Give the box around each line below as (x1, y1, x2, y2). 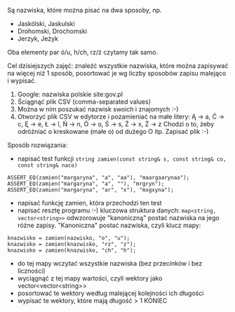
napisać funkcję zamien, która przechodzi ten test (17, 199, 163, 207)
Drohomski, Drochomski (17, 27, 88, 35)
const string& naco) (17, 162, 78, 169)
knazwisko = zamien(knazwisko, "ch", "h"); (7, 247, 137, 254)
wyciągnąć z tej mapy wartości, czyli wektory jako (17, 274, 163, 283)
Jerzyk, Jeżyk (17, 34, 58, 43)
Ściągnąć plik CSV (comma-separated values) (17, 97, 151, 106)
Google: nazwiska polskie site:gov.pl (17, 90, 123, 98)
